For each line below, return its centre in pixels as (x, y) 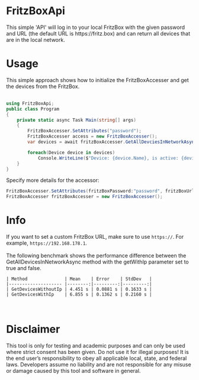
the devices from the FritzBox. (43, 86)
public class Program (33, 109)
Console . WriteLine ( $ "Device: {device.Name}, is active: (108, 158)
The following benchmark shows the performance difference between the (96, 256)
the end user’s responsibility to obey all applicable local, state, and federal (97, 358)
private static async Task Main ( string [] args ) (76, 120)
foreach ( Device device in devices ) (71, 152)
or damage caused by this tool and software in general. (73, 371)
